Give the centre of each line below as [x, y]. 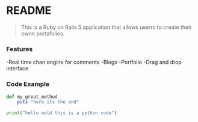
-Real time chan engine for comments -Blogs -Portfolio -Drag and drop [94, 62]
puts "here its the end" [48, 102]
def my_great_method [32, 97]
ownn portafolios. [43, 33]
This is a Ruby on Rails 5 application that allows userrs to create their [106, 27]
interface [17, 69]
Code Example [28, 84]
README [29, 11]
